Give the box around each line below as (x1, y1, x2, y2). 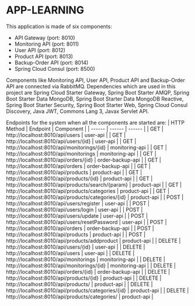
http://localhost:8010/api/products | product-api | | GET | (6, 169, 142, 176)
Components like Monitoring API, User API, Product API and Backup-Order (6, 77, 185, 84)
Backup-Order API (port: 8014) (14, 59, 89, 66)
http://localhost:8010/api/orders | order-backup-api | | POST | (6, 225, 155, 232)
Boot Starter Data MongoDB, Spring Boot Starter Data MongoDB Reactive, (6, 95, 184, 102)
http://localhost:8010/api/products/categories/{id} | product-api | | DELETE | (6, 287, 189, 294)
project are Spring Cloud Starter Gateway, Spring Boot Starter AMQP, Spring (6, 89, 190, 96)
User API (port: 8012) (14, 46, 66, 53)
